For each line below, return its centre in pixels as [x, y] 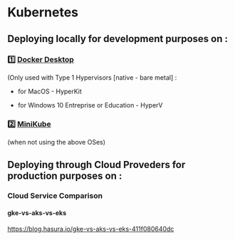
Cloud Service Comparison [55, 196]
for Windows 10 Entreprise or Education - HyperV [90, 105]
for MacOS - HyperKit [49, 91]
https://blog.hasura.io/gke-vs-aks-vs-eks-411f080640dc [91, 229]
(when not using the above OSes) [56, 142]
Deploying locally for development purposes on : [117, 39]
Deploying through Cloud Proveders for [96, 165]
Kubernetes [43, 12]
